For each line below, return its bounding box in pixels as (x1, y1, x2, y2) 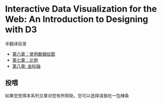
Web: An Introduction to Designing (5, 14, 148, 25)
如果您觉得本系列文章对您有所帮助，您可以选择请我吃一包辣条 (5, 92, 129, 98)
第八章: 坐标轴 (12, 63, 40, 69)
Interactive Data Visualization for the (5, 3, 157, 15)
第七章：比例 (12, 57, 38, 63)
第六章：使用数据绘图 (12, 51, 55, 57)
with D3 (5, 24, 38, 35)
